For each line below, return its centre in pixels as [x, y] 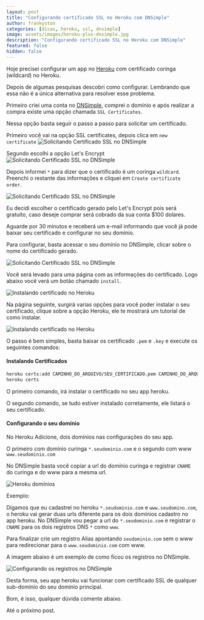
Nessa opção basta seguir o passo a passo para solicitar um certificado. [97, 123]
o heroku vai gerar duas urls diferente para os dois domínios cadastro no [97, 514]
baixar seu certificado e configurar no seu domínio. [70, 233]
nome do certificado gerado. [42, 251]
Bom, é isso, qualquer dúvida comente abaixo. [64, 598]
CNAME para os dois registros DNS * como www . [63, 526]
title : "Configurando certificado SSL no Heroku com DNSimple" [88, 18]
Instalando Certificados [37, 361]
